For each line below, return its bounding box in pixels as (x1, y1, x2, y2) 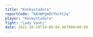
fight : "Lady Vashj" (5, 20, 47, 25)
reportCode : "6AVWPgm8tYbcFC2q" (5, 12, 71, 16)
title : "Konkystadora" (5, 7, 51, 12)
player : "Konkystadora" (5, 16, 54, 21)
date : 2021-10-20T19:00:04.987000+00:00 (5, 25, 89, 30)
